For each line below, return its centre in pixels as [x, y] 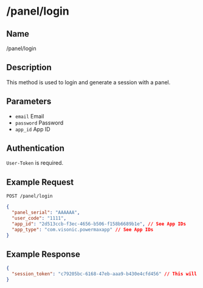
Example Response [43, 254]
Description [29, 67]
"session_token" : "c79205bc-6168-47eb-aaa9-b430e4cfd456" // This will [105, 274]
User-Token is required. [35, 163]
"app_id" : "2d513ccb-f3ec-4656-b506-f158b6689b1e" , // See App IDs [99, 224]
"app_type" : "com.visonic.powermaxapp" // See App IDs [83, 229]
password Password [39, 123]
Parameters [29, 102]
